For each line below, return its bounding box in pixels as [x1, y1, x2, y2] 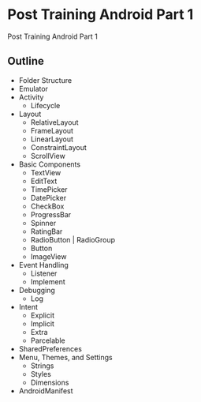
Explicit [30, 310, 54, 320]
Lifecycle [30, 100, 61, 110]
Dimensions [30, 378, 69, 387]
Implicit [30, 318, 54, 329]
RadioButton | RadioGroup [30, 235, 116, 244]
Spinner [30, 218, 57, 227]
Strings [30, 361, 54, 370]
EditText [30, 176, 58, 186]
